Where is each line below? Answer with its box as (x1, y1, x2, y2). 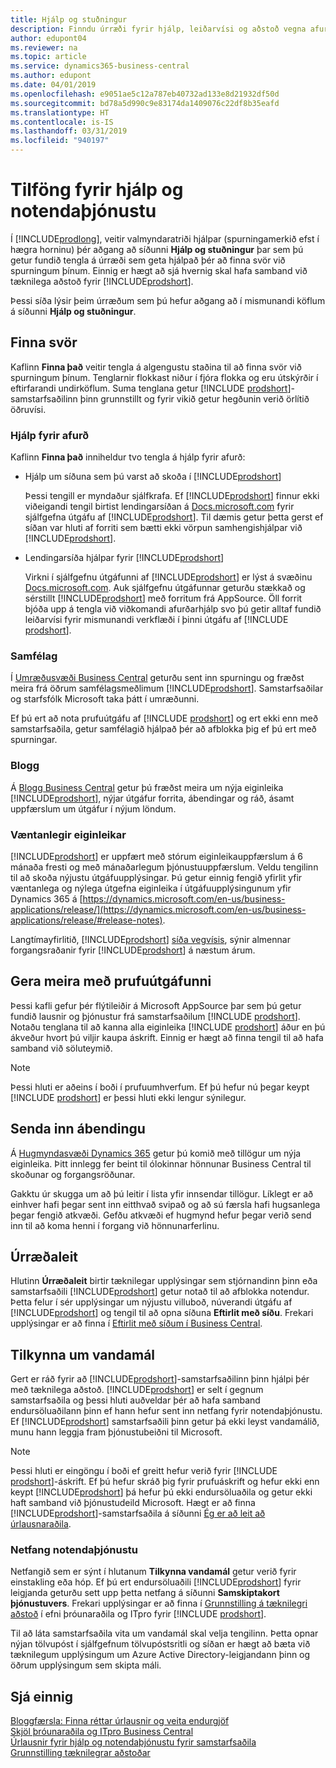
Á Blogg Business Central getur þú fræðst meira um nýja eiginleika (10, 781, 284, 793)
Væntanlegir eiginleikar (10, 827, 127, 841)
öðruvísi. (10, 403, 47, 415)
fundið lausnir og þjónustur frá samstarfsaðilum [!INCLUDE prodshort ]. (10, 1010, 301, 1022)
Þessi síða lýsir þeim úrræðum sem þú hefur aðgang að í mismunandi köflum (10, 294, 326, 306)
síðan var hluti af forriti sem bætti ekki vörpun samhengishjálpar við (24, 522, 303, 534)
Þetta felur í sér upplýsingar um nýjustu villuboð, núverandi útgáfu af (10, 1296, 293, 1308)
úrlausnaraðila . (10, 1518, 72, 1530)
